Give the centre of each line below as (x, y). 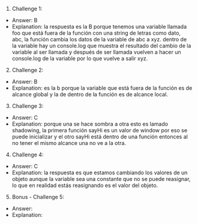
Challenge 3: (28, 106)
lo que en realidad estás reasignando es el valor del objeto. (85, 185)
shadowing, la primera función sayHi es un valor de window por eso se (100, 130)
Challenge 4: (28, 155)
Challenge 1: (27, 9)
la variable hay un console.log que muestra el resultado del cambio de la (101, 46)
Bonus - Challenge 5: (38, 197)
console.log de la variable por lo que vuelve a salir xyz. (80, 58)
